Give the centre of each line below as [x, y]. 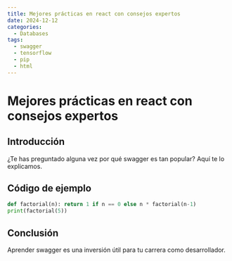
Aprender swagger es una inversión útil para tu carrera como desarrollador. [117, 250]
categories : [25, 27]
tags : [15, 40]
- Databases [31, 33]
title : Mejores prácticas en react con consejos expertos [94, 14]
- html [23, 66]
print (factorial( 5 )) [38, 211]
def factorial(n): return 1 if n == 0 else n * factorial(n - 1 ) [102, 205]
